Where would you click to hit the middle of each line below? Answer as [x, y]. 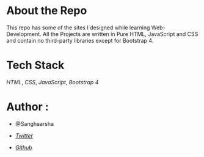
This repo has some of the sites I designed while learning [78, 27]
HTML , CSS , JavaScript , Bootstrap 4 [53, 82]
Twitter [24, 136]
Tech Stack [35, 65]
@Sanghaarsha [34, 123]
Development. [24, 34]
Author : [27, 107]
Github [24, 147]
